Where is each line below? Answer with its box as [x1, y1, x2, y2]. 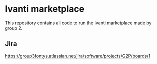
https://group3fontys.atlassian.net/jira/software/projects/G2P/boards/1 [5, 53, 151, 59]
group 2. [5, 25, 23, 31]
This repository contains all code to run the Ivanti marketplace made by [5, 20, 152, 26]
